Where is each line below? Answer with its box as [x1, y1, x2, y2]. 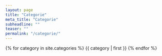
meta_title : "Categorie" [5, 17, 58, 22]
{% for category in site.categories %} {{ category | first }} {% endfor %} [5, 45, 157, 51]
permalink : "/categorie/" [5, 31, 60, 36]
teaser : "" [5, 26, 29, 32]
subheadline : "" [5, 21, 40, 27]
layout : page [5, 7, 33, 13]
